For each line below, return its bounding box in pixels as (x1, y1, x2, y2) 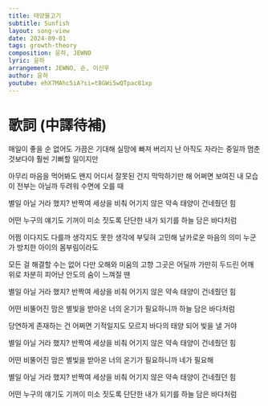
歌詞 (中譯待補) (8, 116, 107, 134)
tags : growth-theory (8, 42, 78, 50)
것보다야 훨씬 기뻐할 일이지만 (8, 154, 99, 164)
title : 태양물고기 (8, 11, 62, 20)
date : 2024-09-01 (8, 34, 67, 43)
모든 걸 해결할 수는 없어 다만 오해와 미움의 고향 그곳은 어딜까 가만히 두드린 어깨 (8, 260, 254, 269)
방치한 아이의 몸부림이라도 (16, 243, 99, 252)
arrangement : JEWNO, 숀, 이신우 (8, 64, 110, 72)
